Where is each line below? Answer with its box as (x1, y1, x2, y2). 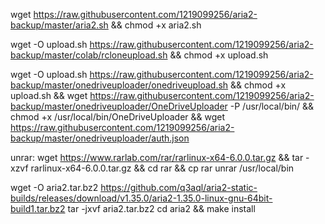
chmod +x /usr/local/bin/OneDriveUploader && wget (10, 111, 226, 123)
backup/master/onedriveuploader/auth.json (10, 132, 190, 144)
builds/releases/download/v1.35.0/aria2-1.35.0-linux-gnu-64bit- (10, 192, 273, 204)
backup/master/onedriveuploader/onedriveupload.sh (10, 79, 229, 91)
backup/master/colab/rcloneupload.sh (10, 49, 168, 61)
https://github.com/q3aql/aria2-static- (100, 182, 258, 193)
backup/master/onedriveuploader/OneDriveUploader (10, 100, 228, 112)
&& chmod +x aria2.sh (110, 19, 202, 31)
